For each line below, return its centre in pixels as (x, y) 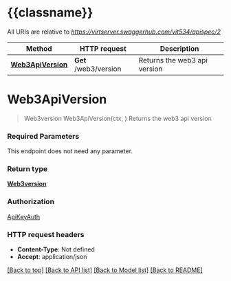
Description (179, 48)
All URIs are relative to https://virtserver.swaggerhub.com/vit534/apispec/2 (114, 32)
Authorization (31, 202)
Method (40, 48)
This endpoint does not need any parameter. (70, 151)
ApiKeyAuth (24, 216)
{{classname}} (50, 13)
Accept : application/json (52, 257)
